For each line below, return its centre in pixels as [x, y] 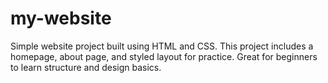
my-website [61, 18]
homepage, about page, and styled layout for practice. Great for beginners [164, 56]
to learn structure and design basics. [86, 67]
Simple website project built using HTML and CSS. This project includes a [162, 46]
